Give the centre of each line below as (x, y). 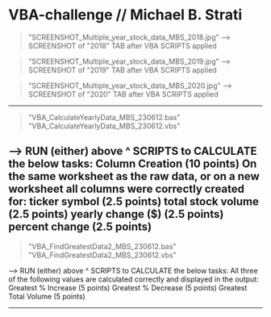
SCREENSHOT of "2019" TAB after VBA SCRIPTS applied (123, 69)
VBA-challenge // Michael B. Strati (125, 15)
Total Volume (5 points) (47, 296)
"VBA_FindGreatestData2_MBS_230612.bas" (102, 246)
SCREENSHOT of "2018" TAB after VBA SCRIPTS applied (123, 45)
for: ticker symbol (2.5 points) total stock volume (134, 202)
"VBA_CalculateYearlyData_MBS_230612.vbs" (104, 126)
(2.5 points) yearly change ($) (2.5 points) (116, 214)
